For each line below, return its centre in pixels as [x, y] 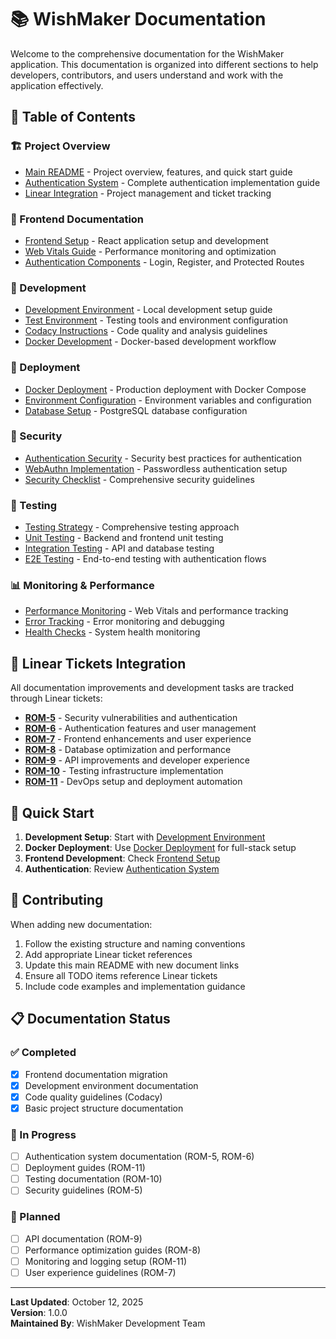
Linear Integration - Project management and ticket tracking [148, 193]
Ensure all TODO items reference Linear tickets [121, 975]
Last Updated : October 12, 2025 [77, 1302]
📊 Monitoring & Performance [82, 586]
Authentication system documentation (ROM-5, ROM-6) [139, 1157]
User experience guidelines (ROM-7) [100, 1272]
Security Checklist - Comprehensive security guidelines [139, 479]
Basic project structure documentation [104, 1108]
